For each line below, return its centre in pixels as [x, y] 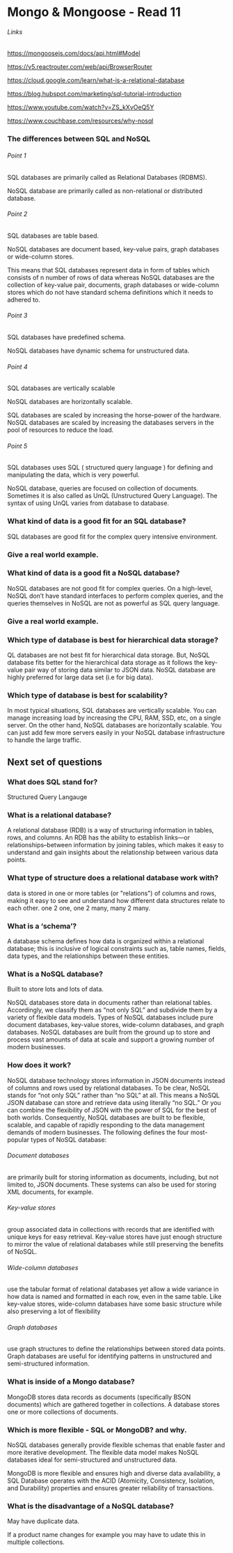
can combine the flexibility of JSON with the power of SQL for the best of [112, 1110]
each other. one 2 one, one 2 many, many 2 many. [79, 908]
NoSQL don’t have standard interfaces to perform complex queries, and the [115, 596]
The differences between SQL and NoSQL [79, 139]
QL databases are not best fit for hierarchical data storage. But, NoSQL [109, 655]
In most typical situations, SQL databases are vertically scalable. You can [112, 711]
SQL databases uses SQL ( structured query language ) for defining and [110, 468]
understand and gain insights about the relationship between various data [113, 852]
